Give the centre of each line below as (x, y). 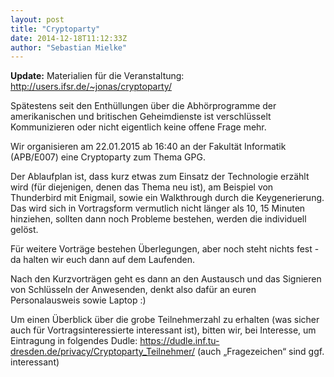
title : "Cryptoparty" (55, 29)
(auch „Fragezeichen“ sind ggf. (260, 352)
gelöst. (24, 230)
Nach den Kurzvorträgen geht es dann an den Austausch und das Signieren (166, 279)
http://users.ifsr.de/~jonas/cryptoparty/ (91, 87)
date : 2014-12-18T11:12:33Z (69, 38)
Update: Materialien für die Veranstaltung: (97, 76)
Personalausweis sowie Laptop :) (78, 300)
